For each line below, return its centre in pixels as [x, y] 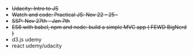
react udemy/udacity [37, 46]
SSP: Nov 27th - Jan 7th [41, 21]
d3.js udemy [27, 39]
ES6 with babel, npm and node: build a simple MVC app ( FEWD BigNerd [99, 27]
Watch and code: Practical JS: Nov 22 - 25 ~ [65, 15]
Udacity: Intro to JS [35, 8]
